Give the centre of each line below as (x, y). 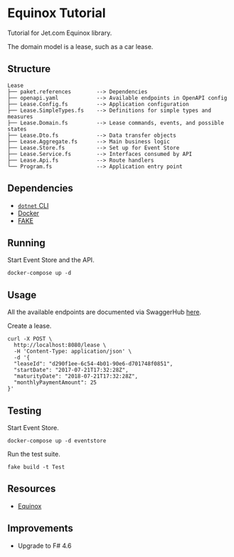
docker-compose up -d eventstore (57, 441)
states (17, 129)
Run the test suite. (34, 454)
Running (27, 243)
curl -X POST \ (30, 339)
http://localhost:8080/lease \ (60, 345)
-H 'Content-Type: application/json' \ (73, 352)
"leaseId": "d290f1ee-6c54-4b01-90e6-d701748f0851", (94, 364)
